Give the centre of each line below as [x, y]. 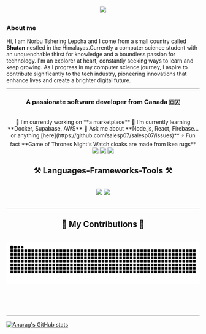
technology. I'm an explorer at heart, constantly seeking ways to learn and [100, 61]
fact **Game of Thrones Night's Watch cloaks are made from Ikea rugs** [103, 144]
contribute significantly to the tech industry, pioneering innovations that [97, 74]
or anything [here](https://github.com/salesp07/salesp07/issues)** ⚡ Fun [103, 135]
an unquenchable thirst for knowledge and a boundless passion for [91, 55]
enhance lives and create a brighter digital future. [69, 80]
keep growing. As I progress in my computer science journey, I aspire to [97, 67]
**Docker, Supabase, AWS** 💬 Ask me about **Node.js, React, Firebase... [103, 128]
